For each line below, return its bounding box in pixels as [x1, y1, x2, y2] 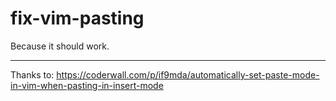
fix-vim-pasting [10, 7, 145, 30]
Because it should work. [10, 40, 110, 52]
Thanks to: [10, 68, 55, 81]
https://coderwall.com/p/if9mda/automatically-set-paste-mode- [56, 68, 320, 81]
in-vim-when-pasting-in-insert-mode [10, 79, 164, 91]
